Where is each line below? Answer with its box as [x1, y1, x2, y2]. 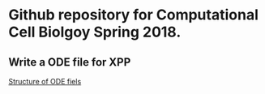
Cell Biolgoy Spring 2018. [8, 23, 182, 41]
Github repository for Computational [8, 6, 259, 24]
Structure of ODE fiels [8, 77, 82, 86]
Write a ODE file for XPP [8, 55, 131, 69]
